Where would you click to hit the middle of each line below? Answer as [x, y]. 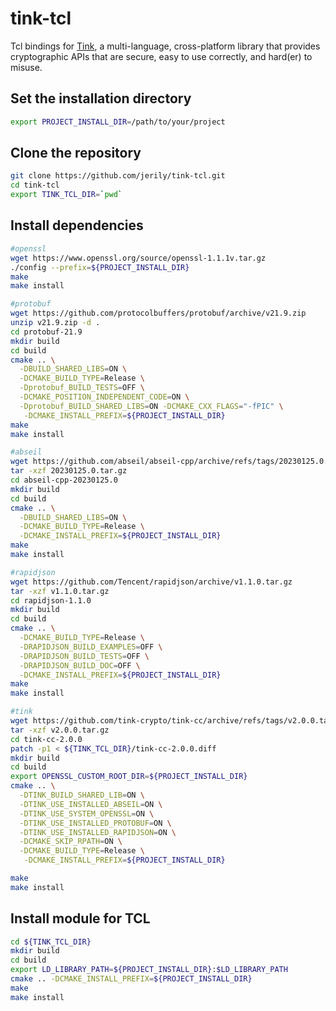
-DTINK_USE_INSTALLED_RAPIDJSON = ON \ [98, 832]
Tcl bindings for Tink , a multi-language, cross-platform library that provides [165, 46]
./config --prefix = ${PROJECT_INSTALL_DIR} [100, 267]
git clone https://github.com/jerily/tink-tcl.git [118, 176]
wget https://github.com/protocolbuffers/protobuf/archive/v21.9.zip [158, 313]
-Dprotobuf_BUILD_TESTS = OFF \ [82, 388]
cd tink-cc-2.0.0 [46, 739]
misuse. [26, 67]
